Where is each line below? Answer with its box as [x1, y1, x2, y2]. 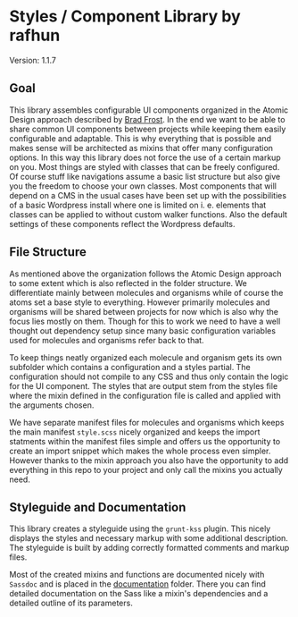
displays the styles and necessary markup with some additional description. [9, 533, 288, 544]
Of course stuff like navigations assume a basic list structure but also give [9, 171, 281, 182]
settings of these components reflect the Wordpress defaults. [9, 218, 236, 229]
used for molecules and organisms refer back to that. [9, 334, 204, 345]
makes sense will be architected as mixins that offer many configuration [9, 142, 274, 153]
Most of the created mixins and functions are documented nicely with [9, 570, 265, 580]
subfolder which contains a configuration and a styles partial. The [9, 361, 252, 372]
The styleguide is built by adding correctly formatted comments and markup [9, 543, 290, 554]
